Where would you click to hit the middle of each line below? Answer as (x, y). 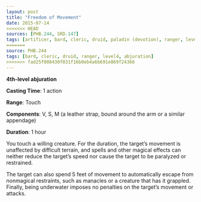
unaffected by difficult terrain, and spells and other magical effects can (94, 150)
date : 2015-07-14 (28, 23)
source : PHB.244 (26, 51)
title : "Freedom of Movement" (44, 17)
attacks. (16, 193)
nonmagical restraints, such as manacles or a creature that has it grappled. (98, 180)
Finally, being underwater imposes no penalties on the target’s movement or (100, 187)
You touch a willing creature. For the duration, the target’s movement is (93, 143)
